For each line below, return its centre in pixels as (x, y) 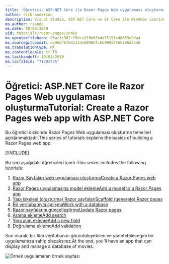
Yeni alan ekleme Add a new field (46, 221)
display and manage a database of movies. (50, 246)
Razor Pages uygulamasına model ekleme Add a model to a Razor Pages (87, 188)
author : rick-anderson (29, 15)
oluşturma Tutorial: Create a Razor (77, 108)
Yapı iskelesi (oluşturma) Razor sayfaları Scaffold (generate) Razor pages (88, 199)
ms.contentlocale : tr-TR (31, 52)
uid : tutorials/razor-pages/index (41, 33)
